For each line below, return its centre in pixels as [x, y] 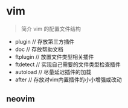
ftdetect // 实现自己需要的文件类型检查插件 [68, 64]
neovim [21, 99]
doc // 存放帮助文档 [39, 49]
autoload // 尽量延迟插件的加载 [53, 72]
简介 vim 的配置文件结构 [51, 29]
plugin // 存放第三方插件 [45, 41]
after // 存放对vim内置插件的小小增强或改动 [68, 79]
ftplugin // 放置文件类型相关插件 [54, 56]
